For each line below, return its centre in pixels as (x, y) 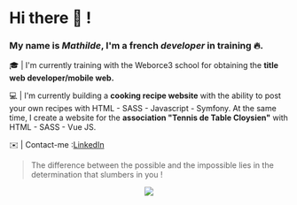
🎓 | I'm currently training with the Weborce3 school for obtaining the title (144, 65)
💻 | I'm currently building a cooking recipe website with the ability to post (145, 95)
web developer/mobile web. (62, 78)
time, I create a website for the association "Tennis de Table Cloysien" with (148, 118)
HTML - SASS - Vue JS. (53, 127)
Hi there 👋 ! (51, 18)
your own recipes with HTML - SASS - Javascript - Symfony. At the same (143, 109)
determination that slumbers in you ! (97, 175)
